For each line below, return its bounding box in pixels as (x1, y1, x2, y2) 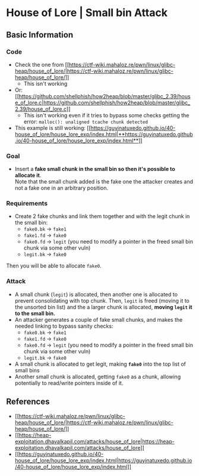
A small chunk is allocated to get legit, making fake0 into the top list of (14, 360, 186, 368)
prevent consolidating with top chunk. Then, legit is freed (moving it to (14, 297, 190, 304)
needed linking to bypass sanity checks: (14, 322, 113, 329)
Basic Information (6, 30, 74, 40)
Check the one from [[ (14, 61, 70, 68)
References (6, 397, 50, 407)
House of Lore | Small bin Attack (6, 6, 168, 20)
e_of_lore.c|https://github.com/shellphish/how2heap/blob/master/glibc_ (14, 99, 191, 106)
